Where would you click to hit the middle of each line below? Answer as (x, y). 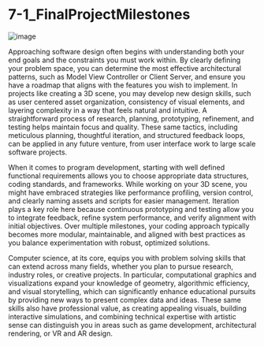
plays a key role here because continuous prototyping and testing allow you (131, 209)
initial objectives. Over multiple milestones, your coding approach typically (129, 225)
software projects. (38, 152)
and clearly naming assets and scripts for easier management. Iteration (124, 201)
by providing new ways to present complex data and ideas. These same (125, 299)
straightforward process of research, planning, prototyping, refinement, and (131, 118)
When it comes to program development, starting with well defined (117, 167)
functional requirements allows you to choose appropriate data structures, (128, 176)
